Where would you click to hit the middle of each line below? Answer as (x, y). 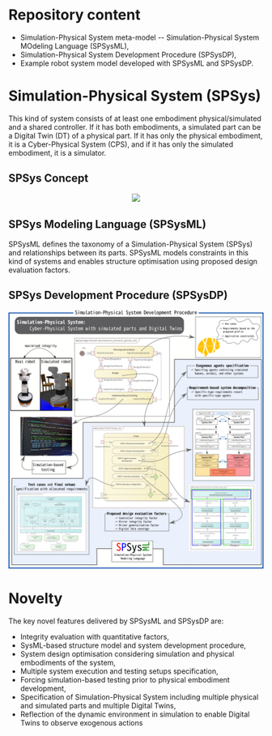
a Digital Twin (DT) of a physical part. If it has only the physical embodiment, (136, 135)
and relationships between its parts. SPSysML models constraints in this (129, 252)
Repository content (74, 15)
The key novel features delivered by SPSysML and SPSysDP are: (116, 621)
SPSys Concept (49, 179)
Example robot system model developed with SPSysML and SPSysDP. (137, 63)
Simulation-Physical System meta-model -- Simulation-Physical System (140, 37)
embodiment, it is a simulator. (57, 152)
